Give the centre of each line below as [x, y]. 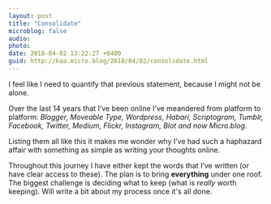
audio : [19, 38]
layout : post [30, 16]
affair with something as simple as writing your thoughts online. [114, 150]
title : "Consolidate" [45, 23]
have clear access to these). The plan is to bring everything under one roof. [135, 174]
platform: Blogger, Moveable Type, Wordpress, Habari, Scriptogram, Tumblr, [136, 117]
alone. [19, 92]
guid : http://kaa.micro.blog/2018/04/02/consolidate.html [108, 62]
